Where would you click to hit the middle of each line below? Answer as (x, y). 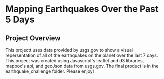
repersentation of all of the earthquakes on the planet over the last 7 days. (82, 55)
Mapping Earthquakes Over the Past (82, 9)
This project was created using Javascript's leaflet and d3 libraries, (75, 60)
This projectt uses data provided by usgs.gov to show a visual (69, 50)
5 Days (20, 20)
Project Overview (33, 38)
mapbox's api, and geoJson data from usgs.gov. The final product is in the (82, 66)
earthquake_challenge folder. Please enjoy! (50, 71)
